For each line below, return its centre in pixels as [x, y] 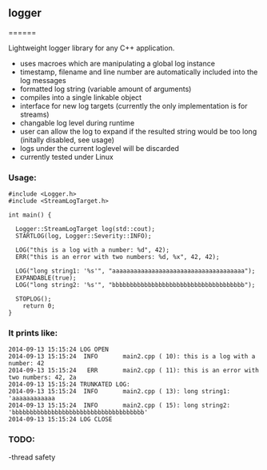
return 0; [39, 306]
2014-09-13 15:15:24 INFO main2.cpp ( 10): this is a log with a [132, 356]
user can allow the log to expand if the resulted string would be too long [138, 131]
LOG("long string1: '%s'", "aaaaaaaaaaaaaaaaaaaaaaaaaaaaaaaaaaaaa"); [135, 271]
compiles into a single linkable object [81, 97]
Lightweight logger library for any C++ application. [92, 48]
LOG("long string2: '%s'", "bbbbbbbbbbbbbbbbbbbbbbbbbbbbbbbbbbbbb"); [135, 285]
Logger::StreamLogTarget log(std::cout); [86, 229]
